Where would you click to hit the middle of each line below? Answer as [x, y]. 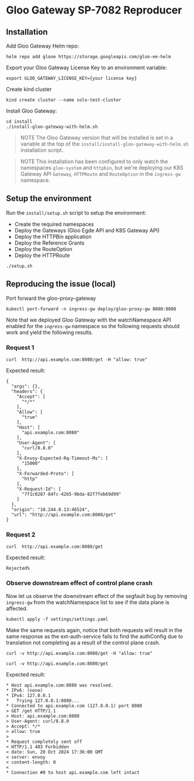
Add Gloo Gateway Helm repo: [43, 46]
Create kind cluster [29, 89]
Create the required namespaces [54, 224]
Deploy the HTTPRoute [42, 255]
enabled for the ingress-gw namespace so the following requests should [93, 326]
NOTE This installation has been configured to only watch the [94, 161]
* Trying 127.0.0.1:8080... [43, 701]
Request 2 [21, 535]
